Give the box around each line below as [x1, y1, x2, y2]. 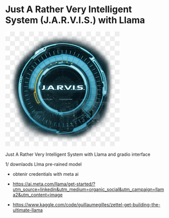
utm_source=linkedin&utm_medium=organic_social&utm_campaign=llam [12, 186, 164, 192]
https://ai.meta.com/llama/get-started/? [12, 181, 95, 187]
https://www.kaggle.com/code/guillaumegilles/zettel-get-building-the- [12, 201, 161, 207]
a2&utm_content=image [12, 192, 63, 198]
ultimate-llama [12, 207, 43, 213]
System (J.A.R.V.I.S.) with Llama [5, 14, 145, 26]
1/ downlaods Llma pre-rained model [5, 161, 82, 167]
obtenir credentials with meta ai [12, 171, 79, 177]
